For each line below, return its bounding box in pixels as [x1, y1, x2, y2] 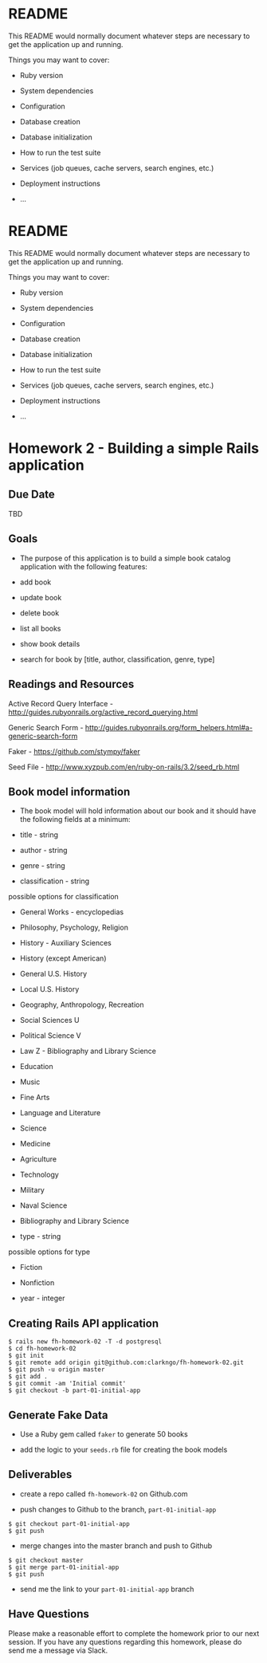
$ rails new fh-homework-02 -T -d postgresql [8, 1338, 162, 1346]
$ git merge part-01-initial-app [8, 1563, 120, 1571]
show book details [19, 639, 80, 648]
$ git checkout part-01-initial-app [8, 1520, 130, 1527]
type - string [19, 1232, 61, 1241]
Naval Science [19, 1201, 68, 1210]
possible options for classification [8, 892, 120, 902]
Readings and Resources [8, 678, 135, 691]
